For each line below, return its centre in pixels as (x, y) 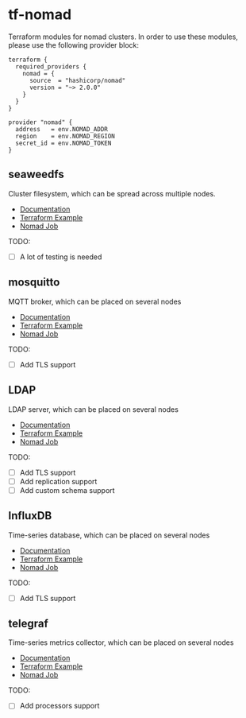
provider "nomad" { (40, 122)
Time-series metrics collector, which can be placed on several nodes (121, 642)
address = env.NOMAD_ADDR (62, 129)
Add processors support (60, 706)
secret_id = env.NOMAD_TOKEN (63, 143)
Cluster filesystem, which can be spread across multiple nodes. (112, 193)
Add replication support (58, 481)
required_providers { (51, 66)
